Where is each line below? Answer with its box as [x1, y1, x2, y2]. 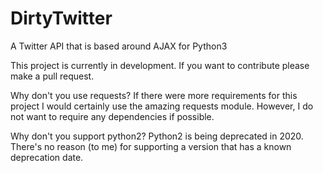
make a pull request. [10, 70, 95, 82]
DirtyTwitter [10, 7, 113, 30]
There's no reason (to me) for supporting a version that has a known [10, 140, 292, 152]
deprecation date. [10, 151, 84, 163]
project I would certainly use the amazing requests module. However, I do [10, 100, 314, 112]
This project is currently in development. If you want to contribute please [10, 59, 310, 71]
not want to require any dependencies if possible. [10, 110, 215, 122]
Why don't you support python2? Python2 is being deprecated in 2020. [10, 130, 304, 142]
